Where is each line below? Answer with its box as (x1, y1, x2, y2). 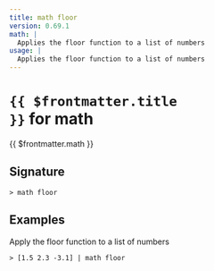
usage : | (9, 47, 42, 55)
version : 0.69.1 (9, 21, 70, 30)
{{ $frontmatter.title (9, 93, 177, 110)
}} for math (9, 109, 94, 130)
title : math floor (9, 13, 78, 22)
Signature (9, 165, 65, 180)
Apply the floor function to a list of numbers (9, 236, 169, 247)
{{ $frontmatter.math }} (9, 138, 94, 148)
